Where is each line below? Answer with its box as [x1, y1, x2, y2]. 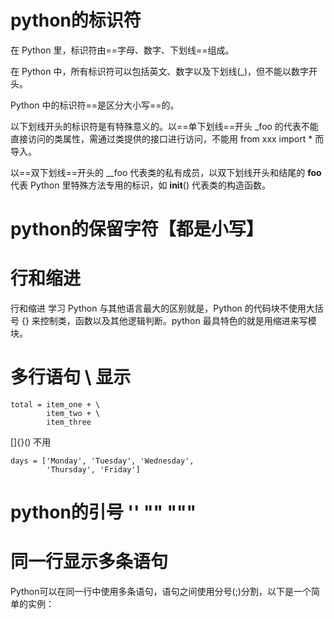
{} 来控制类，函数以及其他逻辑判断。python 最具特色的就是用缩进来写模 [21, 315, 317, 327]
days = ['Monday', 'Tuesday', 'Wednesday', [10, 456, 195, 466]
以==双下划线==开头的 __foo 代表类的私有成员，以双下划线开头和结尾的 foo [10, 166, 322, 178]
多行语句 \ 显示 [10, 366, 132, 389]
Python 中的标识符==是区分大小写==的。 [10, 99, 180, 111]
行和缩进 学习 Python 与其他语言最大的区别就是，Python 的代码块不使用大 [10, 302, 315, 315]
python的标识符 [10, 9, 142, 32]
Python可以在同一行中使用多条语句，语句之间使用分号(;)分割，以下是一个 [10, 586, 312, 598]
